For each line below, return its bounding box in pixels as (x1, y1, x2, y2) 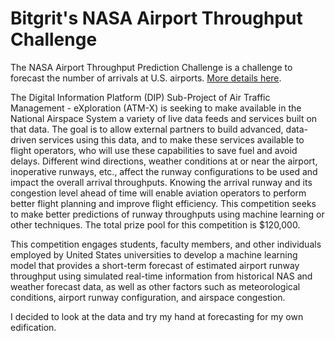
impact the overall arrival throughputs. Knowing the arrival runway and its (10, 176, 313, 188)
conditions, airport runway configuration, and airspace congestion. (10, 291, 286, 303)
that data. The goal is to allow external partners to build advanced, (10, 123, 284, 135)
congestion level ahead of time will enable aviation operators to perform (10, 187, 307, 199)
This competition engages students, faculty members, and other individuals (10, 238, 322, 250)
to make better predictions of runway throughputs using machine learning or (10, 208, 325, 220)
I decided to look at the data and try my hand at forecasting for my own (10, 310, 304, 322)
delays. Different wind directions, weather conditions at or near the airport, (10, 155, 318, 167)
